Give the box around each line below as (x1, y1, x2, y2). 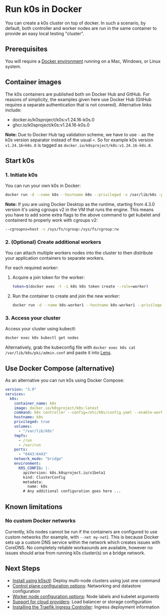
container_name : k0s (14, 401, 57, 406)
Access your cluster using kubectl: (5, 326, 76, 332)
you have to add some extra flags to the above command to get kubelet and (5, 212, 161, 218)
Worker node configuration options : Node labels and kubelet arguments (12, 593, 160, 599)
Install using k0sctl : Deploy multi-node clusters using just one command (12, 577, 161, 583)
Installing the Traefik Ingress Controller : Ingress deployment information (12, 604, 160, 610)
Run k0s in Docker (5, 3, 82, 15)
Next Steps (5, 564, 40, 573)
